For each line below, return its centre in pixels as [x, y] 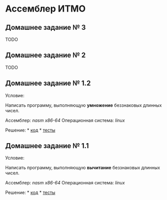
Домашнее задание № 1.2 [48, 83]
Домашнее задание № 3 [46, 27]
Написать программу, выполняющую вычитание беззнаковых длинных [83, 168]
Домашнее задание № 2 [46, 55]
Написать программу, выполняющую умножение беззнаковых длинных [83, 105]
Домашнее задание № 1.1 [47, 146]
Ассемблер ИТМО [46, 9]
